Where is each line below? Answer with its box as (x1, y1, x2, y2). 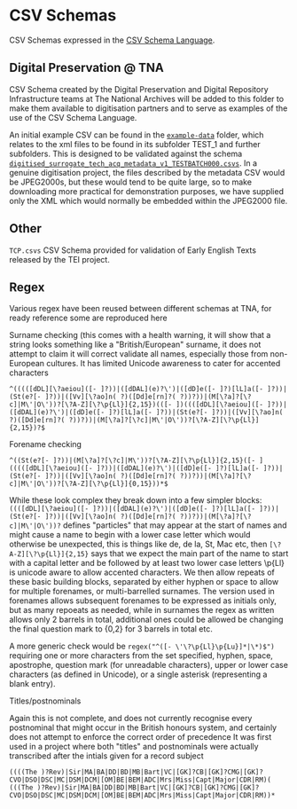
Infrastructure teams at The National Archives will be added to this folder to (9, 93, 285, 104)
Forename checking (9, 439, 82, 450)
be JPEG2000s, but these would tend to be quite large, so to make (9, 177, 253, 187)
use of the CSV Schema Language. (9, 112, 137, 122)
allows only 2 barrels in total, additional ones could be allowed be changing (9, 614, 284, 625)
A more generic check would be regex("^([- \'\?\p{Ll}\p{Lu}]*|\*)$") (9, 640, 275, 652)
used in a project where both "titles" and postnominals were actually (9, 742, 259, 752)
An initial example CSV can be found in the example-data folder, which (9, 130, 264, 140)
